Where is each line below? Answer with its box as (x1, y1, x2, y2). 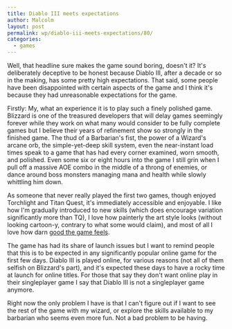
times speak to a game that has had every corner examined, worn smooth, (7, 148, 220, 157)
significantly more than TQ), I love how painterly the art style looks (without (7, 213, 222, 222)
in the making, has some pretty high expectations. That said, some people (7, 76, 218, 84)
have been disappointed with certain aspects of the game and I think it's (7, 84, 213, 91)
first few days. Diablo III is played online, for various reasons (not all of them (7, 256, 224, 264)
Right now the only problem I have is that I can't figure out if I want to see (7, 299, 216, 307)
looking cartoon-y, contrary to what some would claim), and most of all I (7, 221, 213, 229)
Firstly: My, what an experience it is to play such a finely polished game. (7, 105, 213, 112)
